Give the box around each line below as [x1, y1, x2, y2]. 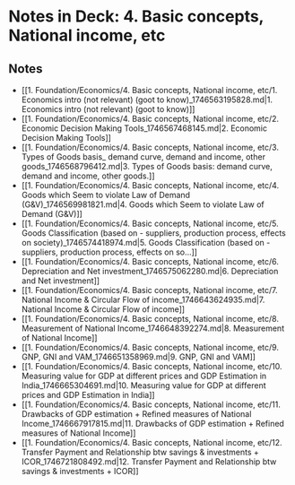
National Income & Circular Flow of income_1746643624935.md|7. [21, 294, 265, 305]
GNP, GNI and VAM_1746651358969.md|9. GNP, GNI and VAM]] [21, 351, 256, 362]
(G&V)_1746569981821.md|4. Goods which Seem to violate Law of [21, 199, 265, 210]
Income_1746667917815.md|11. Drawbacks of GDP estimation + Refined [21, 419, 284, 429]
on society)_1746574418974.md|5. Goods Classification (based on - [21, 238, 271, 247]
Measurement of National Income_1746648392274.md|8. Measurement [21, 323, 284, 333]
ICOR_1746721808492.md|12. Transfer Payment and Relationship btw [21, 456, 277, 467]
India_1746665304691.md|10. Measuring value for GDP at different [21, 380, 266, 391]
